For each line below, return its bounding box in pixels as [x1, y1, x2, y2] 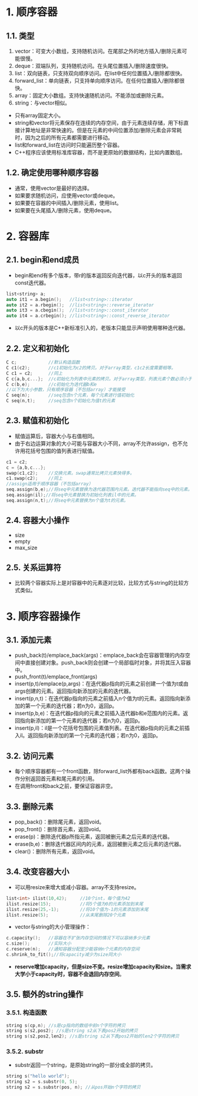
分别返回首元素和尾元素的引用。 [19, 775, 98, 782]
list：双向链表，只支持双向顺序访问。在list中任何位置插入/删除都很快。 [14, 70, 186, 77]
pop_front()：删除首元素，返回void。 [14, 826, 104, 833]
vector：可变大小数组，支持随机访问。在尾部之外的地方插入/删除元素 [14, 48, 182, 54]
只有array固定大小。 [14, 112, 64, 119]
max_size [14, 544, 38, 551]
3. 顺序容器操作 [6, 609, 81, 623]
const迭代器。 [14, 279, 49, 286]
